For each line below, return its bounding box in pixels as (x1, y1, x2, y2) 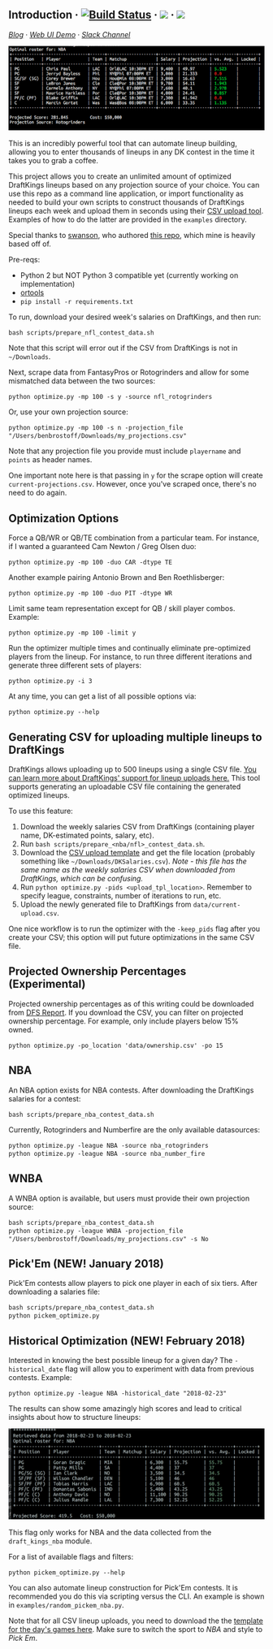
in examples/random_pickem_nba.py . (8, 1600, 124, 1610)
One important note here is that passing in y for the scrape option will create (8, 470, 263, 480)
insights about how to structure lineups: (8, 1413, 141, 1422)
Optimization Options (8, 511, 119, 525)
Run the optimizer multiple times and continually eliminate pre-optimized (8, 643, 251, 653)
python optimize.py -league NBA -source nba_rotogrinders (8, 1141, 209, 1149)
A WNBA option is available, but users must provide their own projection (8, 1193, 250, 1203)
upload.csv (19, 910, 58, 918)
